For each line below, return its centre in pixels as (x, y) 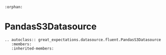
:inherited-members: (33, 48)
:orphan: (14, 7)
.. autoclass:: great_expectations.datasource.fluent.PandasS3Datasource (83, 40)
